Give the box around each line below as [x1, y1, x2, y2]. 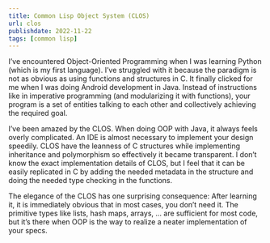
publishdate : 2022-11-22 [8, 27, 92, 35]
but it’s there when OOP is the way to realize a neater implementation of [8, 217, 247, 227]
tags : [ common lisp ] [8, 34, 78, 43]
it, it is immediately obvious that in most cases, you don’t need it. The [8, 200, 238, 210]
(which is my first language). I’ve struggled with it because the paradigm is [8, 66, 257, 75]
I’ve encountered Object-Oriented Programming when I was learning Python [8, 57, 262, 66]
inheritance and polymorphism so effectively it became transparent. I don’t [8, 150, 257, 160]
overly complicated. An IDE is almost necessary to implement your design [8, 133, 254, 143]
